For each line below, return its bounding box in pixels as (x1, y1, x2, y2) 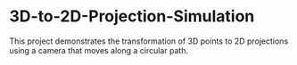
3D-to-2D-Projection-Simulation (9, 6, 255, 27)
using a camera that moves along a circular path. (9, 45, 189, 55)
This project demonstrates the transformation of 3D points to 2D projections (9, 36, 289, 46)
